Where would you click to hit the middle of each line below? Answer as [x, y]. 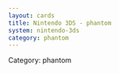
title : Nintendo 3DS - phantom [60, 23]
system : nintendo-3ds [44, 30]
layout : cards [32, 15]
